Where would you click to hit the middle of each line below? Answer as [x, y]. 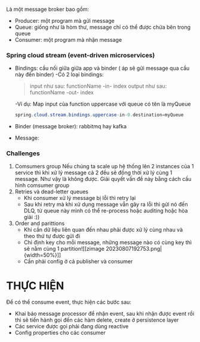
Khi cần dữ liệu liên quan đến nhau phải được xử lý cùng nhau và [103, 230]
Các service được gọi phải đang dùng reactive [72, 326]
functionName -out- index [62, 93]
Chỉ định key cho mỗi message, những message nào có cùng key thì [108, 242]
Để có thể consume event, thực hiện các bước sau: [69, 302]
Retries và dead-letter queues [51, 192]
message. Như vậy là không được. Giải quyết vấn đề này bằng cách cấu [103, 179]
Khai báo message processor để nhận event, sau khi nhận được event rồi [104, 314]
